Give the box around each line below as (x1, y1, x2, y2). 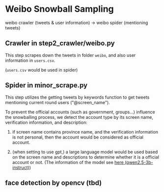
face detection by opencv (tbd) (5, 178, 102, 187)
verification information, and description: (5, 119, 87, 125)
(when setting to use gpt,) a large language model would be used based (12, 149, 158, 155)
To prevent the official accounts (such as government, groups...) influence (5, 109, 156, 115)
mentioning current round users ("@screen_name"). (5, 99, 110, 105)
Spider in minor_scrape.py (5, 81, 87, 89)
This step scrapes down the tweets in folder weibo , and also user (5, 52, 136, 58)
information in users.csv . (5, 57, 55, 63)
